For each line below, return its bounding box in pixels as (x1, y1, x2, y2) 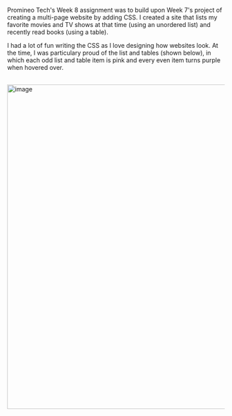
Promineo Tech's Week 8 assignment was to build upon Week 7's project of (7, 6, 222, 14)
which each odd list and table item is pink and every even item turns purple (7, 56, 221, 64)
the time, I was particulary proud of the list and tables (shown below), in (7, 48, 212, 57)
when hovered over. (7, 64, 64, 71)
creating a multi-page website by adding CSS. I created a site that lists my (7, 13, 217, 21)
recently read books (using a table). (7, 28, 108, 36)
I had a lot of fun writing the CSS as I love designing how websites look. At (7, 42, 219, 49)
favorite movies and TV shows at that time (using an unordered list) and (7, 21, 211, 28)
